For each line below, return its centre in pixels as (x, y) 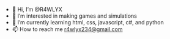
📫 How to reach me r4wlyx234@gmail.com (67, 29)
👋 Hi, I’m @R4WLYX (37, 9)
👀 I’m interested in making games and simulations (75, 16)
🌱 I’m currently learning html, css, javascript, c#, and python (88, 22)
